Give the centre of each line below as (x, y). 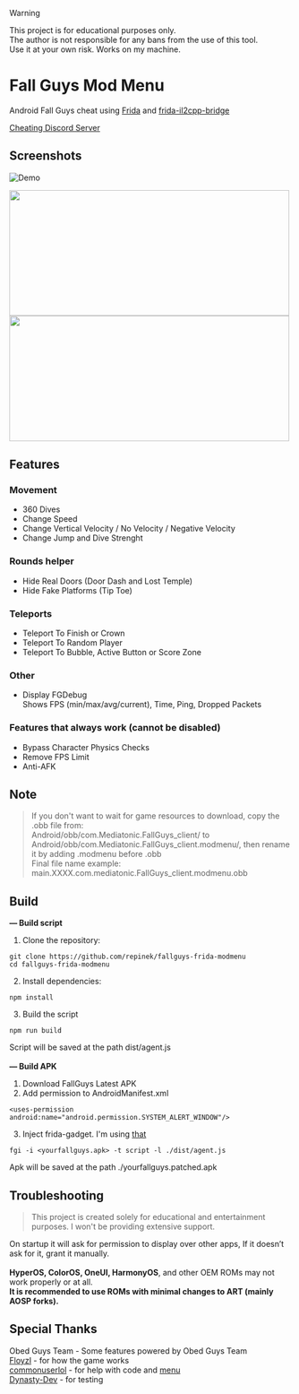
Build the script (50, 1014)
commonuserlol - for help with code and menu (95, 1370)
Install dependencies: (62, 982)
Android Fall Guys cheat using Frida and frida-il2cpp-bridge (120, 110)
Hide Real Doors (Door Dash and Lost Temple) (107, 581)
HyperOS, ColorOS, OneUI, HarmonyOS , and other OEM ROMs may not (142, 1273)
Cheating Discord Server (55, 127)
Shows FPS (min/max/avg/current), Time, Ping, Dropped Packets (142, 705)
